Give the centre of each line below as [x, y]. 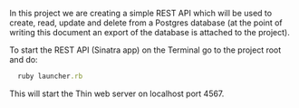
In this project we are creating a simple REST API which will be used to [141, 13]
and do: [24, 59]
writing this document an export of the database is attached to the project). [149, 32]
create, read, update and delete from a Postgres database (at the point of [146, 23]
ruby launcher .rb [50, 76]
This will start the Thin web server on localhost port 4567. [117, 93]
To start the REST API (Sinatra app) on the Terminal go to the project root [145, 50]
